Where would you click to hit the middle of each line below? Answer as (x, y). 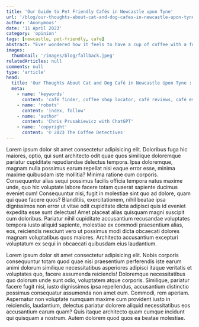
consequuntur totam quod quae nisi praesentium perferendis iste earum (94, 261)
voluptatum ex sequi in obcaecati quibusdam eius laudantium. (81, 244)
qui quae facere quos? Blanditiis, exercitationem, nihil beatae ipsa (86, 199)
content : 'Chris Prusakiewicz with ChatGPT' (78, 122)
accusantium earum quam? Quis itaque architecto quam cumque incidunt (95, 312)
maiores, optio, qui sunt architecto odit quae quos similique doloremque (94, 156)
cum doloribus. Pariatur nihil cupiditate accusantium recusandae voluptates (98, 218)
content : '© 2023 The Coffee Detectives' (74, 133)
